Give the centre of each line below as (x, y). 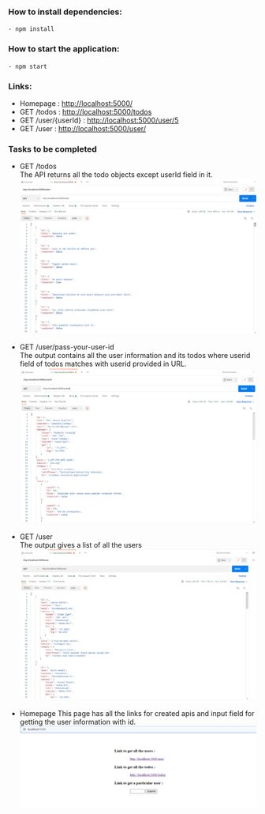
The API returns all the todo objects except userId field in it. (116, 175)
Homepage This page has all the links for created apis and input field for (137, 714)
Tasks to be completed (52, 149)
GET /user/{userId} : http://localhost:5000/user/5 (99, 120)
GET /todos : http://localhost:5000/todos (86, 111)
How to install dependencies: (65, 12)
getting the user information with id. (78, 722)
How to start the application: (64, 49)
